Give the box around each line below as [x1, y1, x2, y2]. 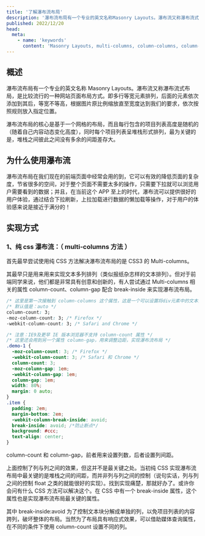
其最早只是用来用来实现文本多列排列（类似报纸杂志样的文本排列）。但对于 [6, 270, 191, 278]
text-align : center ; [12, 434, 64, 440]
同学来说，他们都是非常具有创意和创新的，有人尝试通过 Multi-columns [11, 278, 189, 286]
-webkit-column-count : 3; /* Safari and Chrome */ [6, 321, 138, 327]
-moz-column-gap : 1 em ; [12, 366, 70, 372]
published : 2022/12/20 [6, 20, 64, 26]
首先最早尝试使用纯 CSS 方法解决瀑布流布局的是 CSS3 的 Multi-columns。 [6, 258, 193, 265]
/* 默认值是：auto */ [6, 303, 57, 310]
